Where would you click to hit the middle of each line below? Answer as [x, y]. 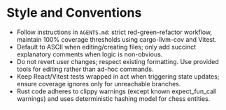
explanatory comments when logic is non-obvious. [90, 54]
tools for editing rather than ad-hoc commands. [85, 69]
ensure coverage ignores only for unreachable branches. [99, 84]
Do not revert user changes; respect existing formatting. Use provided [118, 61]
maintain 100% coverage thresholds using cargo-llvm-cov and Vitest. [116, 39]
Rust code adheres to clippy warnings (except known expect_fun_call [116, 91]
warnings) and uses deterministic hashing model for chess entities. [113, 98]
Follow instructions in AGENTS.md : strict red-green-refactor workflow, [114, 32]
